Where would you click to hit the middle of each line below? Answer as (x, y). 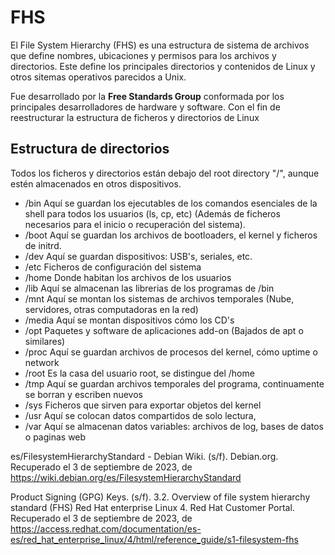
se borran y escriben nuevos (83, 394)
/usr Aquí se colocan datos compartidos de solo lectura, (140, 415)
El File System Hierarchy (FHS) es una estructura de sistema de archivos (160, 45)
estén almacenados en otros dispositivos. (96, 183)
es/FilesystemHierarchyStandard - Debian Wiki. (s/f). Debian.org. (144, 456)
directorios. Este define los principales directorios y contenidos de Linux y (163, 66)
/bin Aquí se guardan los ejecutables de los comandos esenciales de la (171, 203)
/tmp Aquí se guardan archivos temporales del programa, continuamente (174, 383)
